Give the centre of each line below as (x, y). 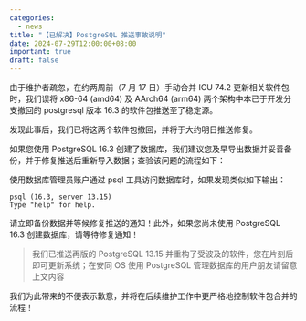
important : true (40, 52)
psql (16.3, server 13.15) (61, 197)
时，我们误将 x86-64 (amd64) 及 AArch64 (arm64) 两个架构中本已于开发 (147, 98)
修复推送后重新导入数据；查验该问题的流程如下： (133, 160)
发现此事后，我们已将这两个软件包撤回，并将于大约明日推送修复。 (133, 129)
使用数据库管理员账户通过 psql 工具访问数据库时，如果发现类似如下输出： (148, 180)
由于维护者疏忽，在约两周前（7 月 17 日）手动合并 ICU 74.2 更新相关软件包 (149, 87)
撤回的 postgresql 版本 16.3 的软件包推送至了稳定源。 (117, 110)
